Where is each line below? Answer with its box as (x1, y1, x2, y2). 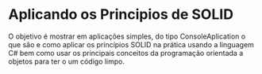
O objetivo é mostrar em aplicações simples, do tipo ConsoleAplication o (8, 31, 246, 41)
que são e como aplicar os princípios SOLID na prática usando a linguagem (8, 39, 254, 49)
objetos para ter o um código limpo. (8, 57, 125, 66)
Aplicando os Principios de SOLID (8, 6, 234, 24)
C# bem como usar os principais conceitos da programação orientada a (8, 48, 244, 57)
